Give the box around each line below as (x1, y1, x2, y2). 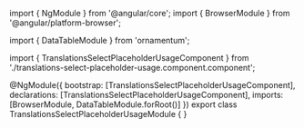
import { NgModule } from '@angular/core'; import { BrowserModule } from (9, 8, 290, 18)
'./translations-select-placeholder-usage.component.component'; (9, 63, 256, 73)
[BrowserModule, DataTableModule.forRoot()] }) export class (9, 99, 238, 110)
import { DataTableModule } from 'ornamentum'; (9, 35, 190, 45)
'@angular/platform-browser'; (9, 17, 121, 28)
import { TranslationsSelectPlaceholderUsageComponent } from (9, 53, 249, 63)
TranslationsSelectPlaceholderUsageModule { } (9, 109, 187, 119)
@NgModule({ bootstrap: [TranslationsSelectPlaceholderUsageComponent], (9, 80, 296, 90)
